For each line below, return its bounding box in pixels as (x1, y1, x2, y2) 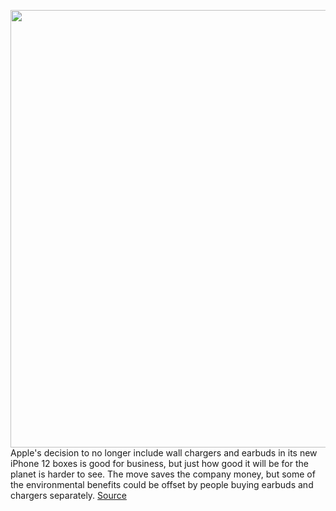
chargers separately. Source (10, 490, 127, 501)
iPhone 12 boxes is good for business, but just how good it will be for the (10, 458, 309, 469)
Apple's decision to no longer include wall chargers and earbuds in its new (10, 447, 318, 459)
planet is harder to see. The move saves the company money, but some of (10, 468, 316, 480)
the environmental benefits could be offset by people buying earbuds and (10, 479, 314, 490)
